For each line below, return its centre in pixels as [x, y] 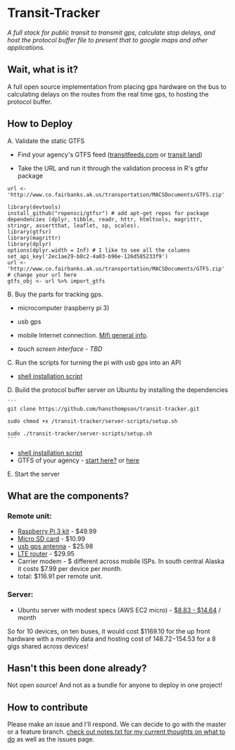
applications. [26, 47]
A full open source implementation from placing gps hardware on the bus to [117, 87]
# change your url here [42, 275]
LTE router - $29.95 [46, 554]
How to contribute [48, 707]
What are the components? [68, 496]
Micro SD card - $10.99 [51, 539]
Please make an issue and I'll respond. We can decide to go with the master [117, 725]
